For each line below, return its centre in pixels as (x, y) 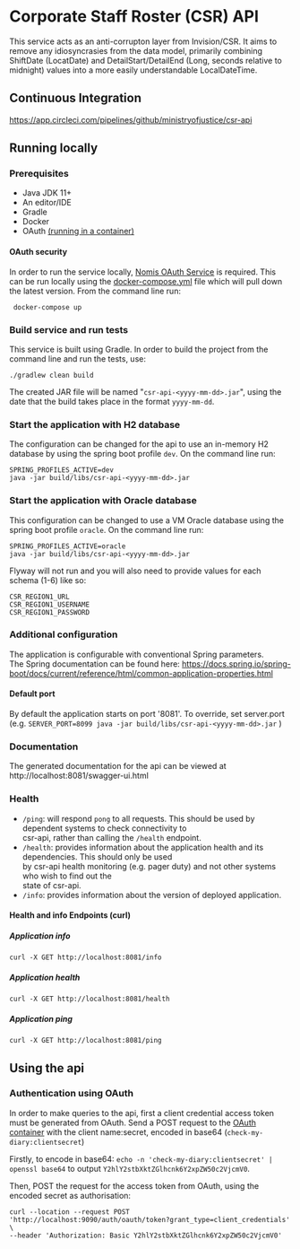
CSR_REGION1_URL (39, 597)
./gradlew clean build (51, 375)
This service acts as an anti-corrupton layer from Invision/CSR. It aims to (143, 41)
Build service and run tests (69, 329)
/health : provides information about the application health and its (143, 847)
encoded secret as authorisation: (70, 1195)
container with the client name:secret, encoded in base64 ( (119, 1131)
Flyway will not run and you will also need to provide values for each (135, 571)
